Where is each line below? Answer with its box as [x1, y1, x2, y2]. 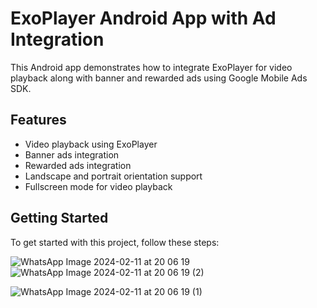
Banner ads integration [24, 148, 120, 161]
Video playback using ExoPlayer [24, 138, 158, 150]
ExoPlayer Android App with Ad [10, 7, 277, 30]
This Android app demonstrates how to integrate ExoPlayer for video [10, 61, 293, 73]
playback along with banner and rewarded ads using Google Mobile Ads [10, 72, 308, 84]
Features [10, 112, 67, 129]
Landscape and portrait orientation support [24, 170, 203, 182]
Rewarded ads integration [24, 159, 132, 171]
